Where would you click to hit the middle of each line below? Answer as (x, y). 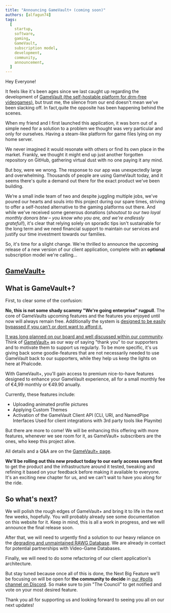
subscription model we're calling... (41, 255)
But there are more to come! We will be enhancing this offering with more (82, 431)
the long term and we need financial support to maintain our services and (82, 229)
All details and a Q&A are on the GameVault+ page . (59, 451)
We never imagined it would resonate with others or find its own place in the (85, 149)
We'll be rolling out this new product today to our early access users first (84, 461)
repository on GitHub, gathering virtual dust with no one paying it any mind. (84, 160)
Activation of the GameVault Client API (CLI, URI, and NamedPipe (81, 415)
